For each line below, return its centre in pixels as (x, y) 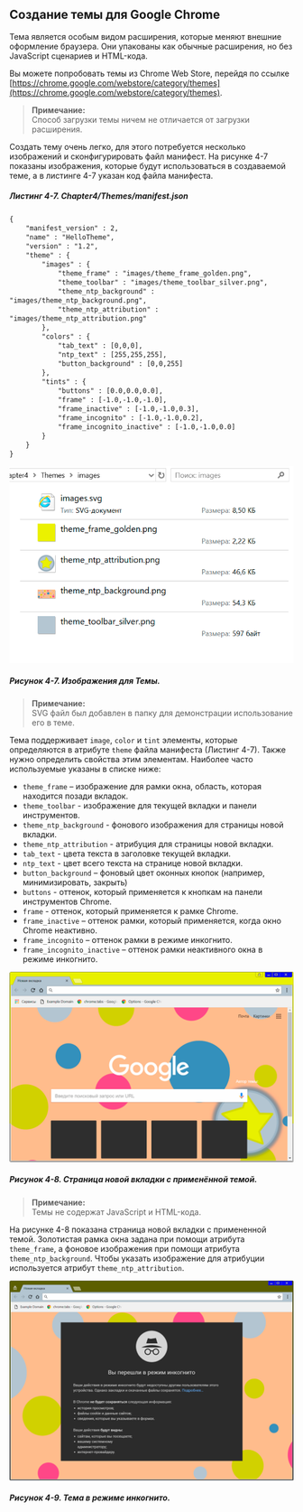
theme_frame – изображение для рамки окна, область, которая (142, 786)
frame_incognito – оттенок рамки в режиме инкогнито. (127, 939)
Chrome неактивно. (60, 930)
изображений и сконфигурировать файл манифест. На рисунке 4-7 (139, 156)
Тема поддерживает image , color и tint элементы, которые (124, 740)
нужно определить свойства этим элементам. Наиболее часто (132, 759)
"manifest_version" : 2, (72, 228)
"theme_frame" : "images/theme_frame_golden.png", (155, 273)
